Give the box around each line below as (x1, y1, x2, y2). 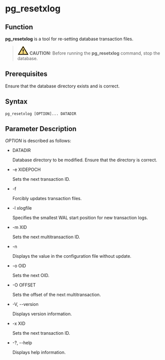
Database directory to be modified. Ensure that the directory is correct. (12, 157, 158, 163)
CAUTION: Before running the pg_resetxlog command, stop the (29, 50, 160, 56)
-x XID (12, 321, 26, 327)
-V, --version (12, 301, 39, 307)
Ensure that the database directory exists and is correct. (5, 83, 120, 89)
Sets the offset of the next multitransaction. (12, 291, 101, 298)
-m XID (12, 224, 27, 230)
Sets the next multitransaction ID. (12, 234, 80, 240)
